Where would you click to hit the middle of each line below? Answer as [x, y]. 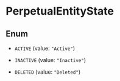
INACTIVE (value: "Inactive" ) [50, 60]
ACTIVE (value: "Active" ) [45, 48]
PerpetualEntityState [60, 11]
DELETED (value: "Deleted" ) [47, 72]
